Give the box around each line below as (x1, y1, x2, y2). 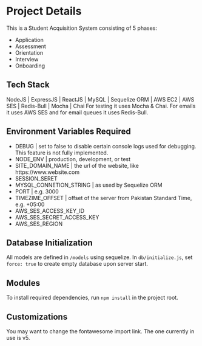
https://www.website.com (15, 168, 80, 176)
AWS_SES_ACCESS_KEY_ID (15, 207, 85, 214)
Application (15, 36, 44, 43)
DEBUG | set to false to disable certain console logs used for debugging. (15, 142, 197, 150)
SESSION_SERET (15, 175, 58, 182)
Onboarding (15, 62, 45, 69)
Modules (6, 278, 41, 288)
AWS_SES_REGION (15, 220, 62, 227)
